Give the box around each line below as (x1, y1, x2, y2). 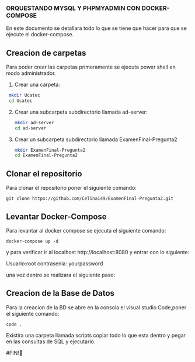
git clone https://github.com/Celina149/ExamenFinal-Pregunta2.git (6, 196, 174, 202)
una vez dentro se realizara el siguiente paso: (6, 271, 116, 278)
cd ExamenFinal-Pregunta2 (14, 152, 78, 159)
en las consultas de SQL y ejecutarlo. (6, 338, 96, 345)
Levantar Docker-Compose (6, 211, 107, 221)
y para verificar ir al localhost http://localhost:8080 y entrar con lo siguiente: (6, 248, 190, 255)
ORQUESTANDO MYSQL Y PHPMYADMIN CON (6, 4, 141, 12)
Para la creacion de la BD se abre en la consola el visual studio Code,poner (6, 303, 187, 311)
